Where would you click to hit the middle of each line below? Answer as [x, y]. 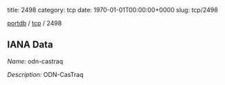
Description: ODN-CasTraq [45, 74]
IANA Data [30, 45]
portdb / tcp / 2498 [35, 23]
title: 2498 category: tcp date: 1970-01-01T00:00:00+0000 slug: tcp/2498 [112, 10]
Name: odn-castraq [35, 61]
